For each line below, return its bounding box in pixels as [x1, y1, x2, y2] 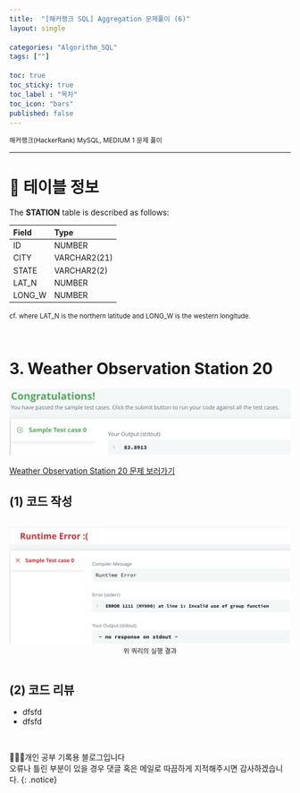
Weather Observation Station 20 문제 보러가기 [9, 465, 176, 476]
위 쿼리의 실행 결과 [123, 646, 177, 655]
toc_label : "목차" [9, 90, 79, 98]
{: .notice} [21, 774, 58, 785]
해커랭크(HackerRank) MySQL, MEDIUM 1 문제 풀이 [9, 136, 162, 145]
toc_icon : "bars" [9, 99, 74, 108]
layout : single [9, 23, 66, 33]
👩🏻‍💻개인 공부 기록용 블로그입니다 [9, 752, 125, 763]
